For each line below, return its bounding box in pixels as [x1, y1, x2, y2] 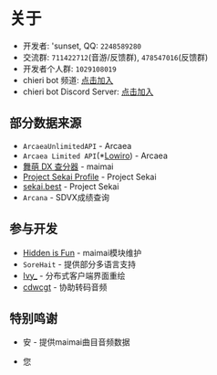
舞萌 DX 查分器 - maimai [22, 161, 114, 172]
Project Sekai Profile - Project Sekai [22, 171, 157, 182]
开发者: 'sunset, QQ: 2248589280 [22, 40, 141, 51]
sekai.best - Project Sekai [22, 180, 119, 192]
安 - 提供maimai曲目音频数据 [22, 337, 130, 348]
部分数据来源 [9, 115, 82, 131]
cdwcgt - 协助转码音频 [22, 281, 108, 293]
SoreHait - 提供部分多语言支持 [22, 258, 137, 270]
